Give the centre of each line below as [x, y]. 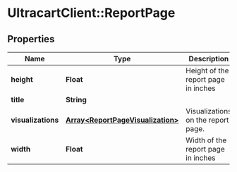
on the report [207, 120]
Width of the [206, 140]
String [76, 100]
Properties [31, 39]
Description [209, 59]
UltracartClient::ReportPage [91, 13]
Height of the [207, 70]
